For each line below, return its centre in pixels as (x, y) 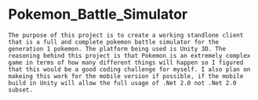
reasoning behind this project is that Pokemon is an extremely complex (129, 55)
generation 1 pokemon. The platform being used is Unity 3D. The (117, 48)
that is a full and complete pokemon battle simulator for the (114, 42)
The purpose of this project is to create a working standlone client (126, 35)
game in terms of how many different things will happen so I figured (126, 62)
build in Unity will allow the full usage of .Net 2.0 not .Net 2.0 (122, 83)
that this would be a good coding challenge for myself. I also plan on (129, 69)
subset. (21, 90)
